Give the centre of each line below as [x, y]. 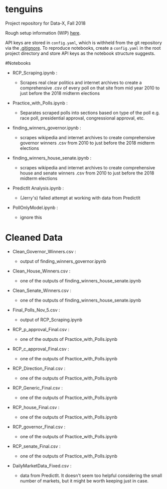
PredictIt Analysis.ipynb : [38, 188]
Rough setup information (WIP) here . [43, 33]
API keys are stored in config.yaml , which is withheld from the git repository [83, 42]
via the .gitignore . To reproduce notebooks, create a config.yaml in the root [83, 48]
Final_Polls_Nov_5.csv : [36, 310]
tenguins [24, 9]
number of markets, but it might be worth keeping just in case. [84, 480]
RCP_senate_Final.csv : [36, 446]
